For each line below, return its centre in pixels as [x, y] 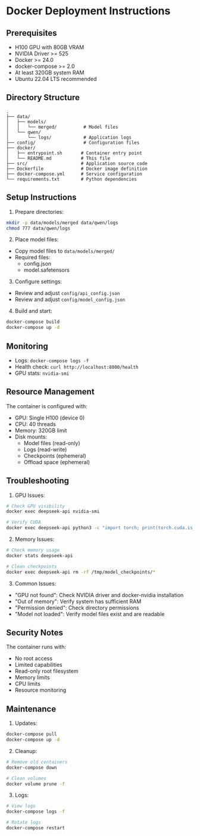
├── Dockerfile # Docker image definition [77, 169]
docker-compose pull [32, 734]
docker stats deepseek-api [40, 555]
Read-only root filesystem [46, 671]
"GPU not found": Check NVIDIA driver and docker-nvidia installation [99, 595]
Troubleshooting [38, 481]
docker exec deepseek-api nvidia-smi [53, 512]
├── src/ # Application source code [77, 163]
